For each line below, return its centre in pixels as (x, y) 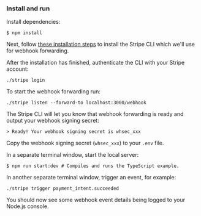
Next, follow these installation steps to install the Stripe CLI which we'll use (100, 45)
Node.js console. (28, 206)
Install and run (28, 9)
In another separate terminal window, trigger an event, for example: (91, 178)
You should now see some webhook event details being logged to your (96, 200)
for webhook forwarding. (38, 51)
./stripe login (26, 81)
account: (17, 69)
